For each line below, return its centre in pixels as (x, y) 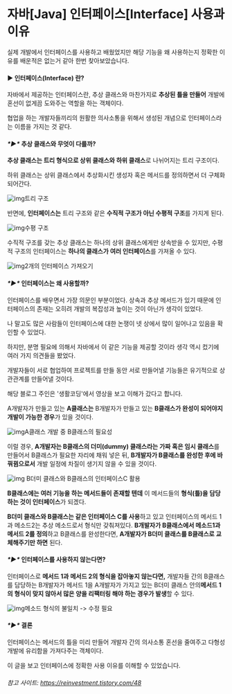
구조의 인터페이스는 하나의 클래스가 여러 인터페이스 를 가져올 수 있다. (105, 251)
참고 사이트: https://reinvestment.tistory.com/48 (74, 682)
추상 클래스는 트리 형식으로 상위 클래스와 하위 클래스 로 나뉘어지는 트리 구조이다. (113, 161)
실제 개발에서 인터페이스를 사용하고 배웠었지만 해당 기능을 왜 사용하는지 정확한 (113, 52)
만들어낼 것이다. (52, 379)
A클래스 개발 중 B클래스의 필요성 (69, 431)
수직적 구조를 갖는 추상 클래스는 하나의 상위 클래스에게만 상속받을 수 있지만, (109, 242)
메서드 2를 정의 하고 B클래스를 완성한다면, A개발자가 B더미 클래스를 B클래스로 (111, 533)
